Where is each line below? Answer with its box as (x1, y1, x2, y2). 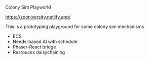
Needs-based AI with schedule (12, 38, 78, 44)
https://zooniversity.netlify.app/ (5, 14, 71, 19)
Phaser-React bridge (12, 44, 56, 49)
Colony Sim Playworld (5, 4, 51, 10)
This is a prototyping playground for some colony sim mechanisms (5, 23, 144, 29)
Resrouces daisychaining (12, 49, 65, 55)
